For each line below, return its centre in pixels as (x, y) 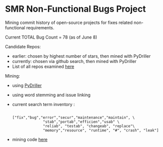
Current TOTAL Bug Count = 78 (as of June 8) (51, 37)
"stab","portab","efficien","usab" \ (81, 122)
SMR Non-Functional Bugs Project (76, 9)
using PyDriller (27, 85)
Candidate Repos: (23, 46)
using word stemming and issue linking (51, 95)
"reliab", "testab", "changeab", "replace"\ (89, 126)
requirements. (40, 27)
